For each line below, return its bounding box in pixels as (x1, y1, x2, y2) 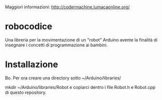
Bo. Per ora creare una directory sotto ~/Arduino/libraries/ (5, 75, 121, 81)
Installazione (5, 59, 58, 70)
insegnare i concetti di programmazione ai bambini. (5, 42, 108, 48)
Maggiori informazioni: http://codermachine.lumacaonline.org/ (5, 4, 130, 10)
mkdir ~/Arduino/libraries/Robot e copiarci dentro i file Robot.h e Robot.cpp (5, 84, 156, 90)
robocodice (5, 21, 53, 32)
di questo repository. (5, 89, 47, 95)
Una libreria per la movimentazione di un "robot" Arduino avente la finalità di (5, 37, 158, 43)
